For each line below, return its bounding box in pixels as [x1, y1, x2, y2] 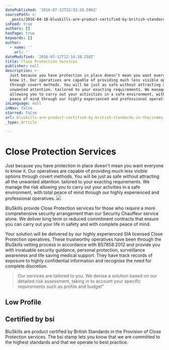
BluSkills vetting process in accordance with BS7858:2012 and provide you [5, 241, 160, 247]
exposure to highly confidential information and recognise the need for [5, 257, 152, 263]
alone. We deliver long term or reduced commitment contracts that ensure [5, 216, 159, 222]
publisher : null [5, 63, 39, 68]
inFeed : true [5, 21, 33, 27]
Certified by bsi [5, 315, 55, 324]
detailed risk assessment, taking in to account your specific [17, 278, 141, 284]
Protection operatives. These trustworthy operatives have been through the [5, 236, 162, 242]
